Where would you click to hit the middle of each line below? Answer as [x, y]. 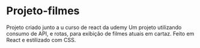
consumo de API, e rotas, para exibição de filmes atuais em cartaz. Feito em [100, 33]
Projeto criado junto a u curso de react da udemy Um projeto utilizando [94, 27]
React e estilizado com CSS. [41, 40]
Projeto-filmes [43, 11]
